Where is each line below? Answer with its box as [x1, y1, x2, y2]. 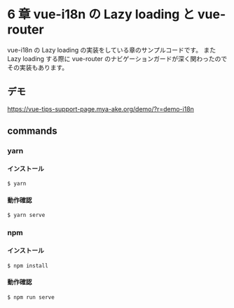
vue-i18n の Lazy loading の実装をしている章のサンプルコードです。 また [7, 45, 216, 54]
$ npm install [7, 262, 49, 269]
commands [7, 125, 57, 137]
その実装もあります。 [7, 63, 69, 71]
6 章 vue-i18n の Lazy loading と [7, 6, 195, 22]
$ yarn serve [7, 211, 46, 219]
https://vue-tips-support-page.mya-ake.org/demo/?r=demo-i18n [7, 104, 195, 113]
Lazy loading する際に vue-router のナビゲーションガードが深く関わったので [7, 54, 228, 63]
